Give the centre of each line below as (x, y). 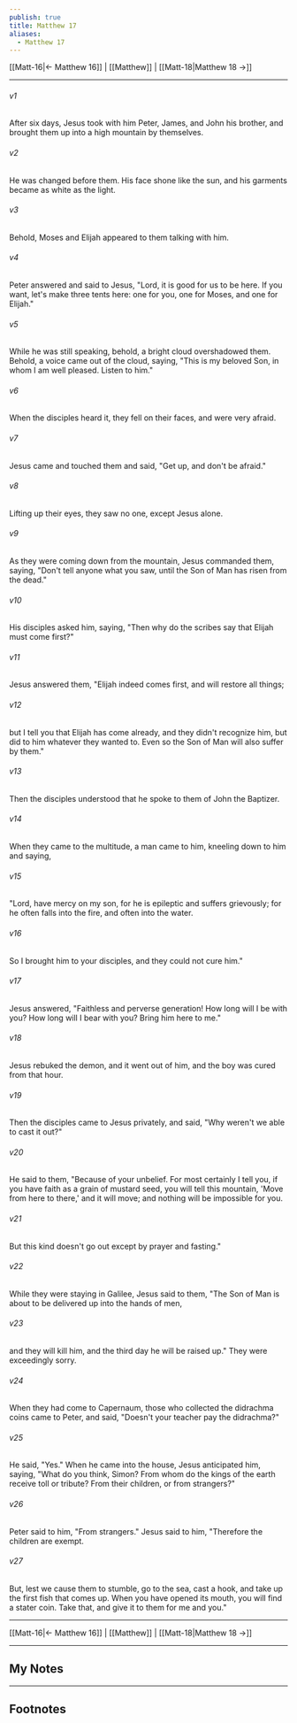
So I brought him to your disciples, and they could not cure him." (126, 960)
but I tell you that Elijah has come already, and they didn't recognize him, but (148, 732)
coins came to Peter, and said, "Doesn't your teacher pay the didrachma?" (145, 1418)
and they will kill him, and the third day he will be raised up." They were (138, 1350)
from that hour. (36, 1074)
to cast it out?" (36, 1132)
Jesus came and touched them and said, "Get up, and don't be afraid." (138, 465)
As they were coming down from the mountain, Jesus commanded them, (142, 561)
